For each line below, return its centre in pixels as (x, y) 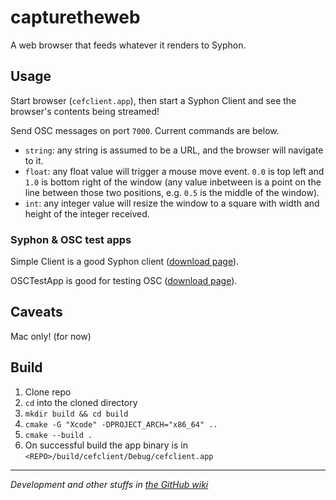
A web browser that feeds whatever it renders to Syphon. (128, 45)
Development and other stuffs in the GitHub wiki (109, 484)
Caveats (36, 312)
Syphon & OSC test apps (71, 239)
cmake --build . (58, 435)
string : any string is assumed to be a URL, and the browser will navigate (174, 150)
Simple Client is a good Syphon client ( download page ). (125, 262)
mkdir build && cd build (76, 414)
